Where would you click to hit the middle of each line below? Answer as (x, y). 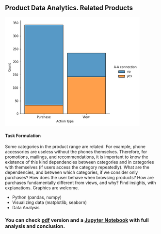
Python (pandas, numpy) (37, 197)
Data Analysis (26, 208)
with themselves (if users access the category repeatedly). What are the (77, 167)
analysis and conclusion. (35, 226)
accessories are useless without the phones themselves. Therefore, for (76, 152)
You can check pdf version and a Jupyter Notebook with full (77, 220)
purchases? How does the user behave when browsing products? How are (80, 178)
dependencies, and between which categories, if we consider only (72, 172)
